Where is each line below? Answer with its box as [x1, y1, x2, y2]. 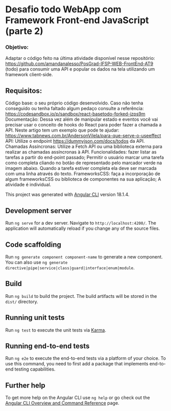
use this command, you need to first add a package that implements [5, 361, 149, 367]
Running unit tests [5, 313, 65, 322]
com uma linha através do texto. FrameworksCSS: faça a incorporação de [5, 170, 161, 177]
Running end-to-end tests [5, 341, 90, 350]
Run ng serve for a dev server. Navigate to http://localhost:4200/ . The [5, 220, 157, 226]
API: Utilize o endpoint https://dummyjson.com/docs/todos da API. [5, 138, 145, 144]
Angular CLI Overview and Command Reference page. [5, 400, 119, 406]
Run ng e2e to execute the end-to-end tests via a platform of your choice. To [5, 355, 166, 361]
